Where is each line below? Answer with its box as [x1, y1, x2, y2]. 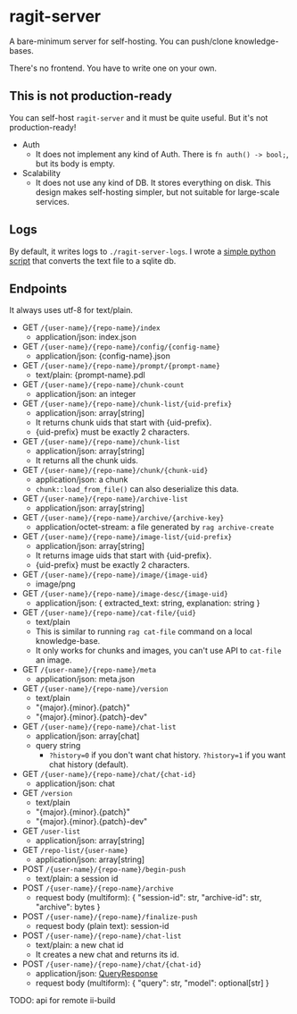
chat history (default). [48, 759, 129, 770]
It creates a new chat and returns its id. [35, 950, 180, 960]
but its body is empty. [35, 158, 116, 169]
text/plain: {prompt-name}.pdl [35, 369, 145, 381]
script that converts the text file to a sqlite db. [9, 255, 177, 266]
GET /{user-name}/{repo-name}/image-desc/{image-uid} [21, 588, 229, 599]
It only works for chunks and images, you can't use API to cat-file [35, 646, 282, 656]
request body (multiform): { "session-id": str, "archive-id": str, [35, 892, 262, 903]
